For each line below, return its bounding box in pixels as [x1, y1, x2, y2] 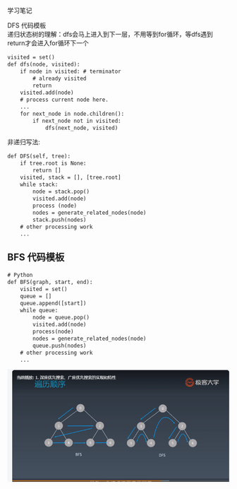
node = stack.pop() [32, 188, 90, 195]
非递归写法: [7, 138, 41, 146]
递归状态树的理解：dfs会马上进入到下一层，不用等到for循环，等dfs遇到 [7, 30, 214, 38]
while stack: [20, 181, 59, 188]
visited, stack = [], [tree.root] [20, 174, 121, 181]
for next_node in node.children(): [20, 110, 125, 117]
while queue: [20, 307, 59, 314]
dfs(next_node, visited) [44, 124, 119, 131]
